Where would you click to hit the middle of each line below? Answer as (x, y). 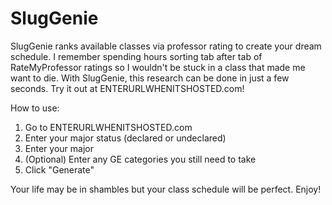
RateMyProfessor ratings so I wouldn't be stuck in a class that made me (158, 67)
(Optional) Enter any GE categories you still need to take (140, 159)
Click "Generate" (59, 169)
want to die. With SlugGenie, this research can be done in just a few (150, 78)
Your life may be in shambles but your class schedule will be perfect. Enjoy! (166, 189)
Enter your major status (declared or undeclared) (125, 138)
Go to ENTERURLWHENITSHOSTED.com (108, 127)
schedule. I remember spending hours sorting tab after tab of (136, 56)
